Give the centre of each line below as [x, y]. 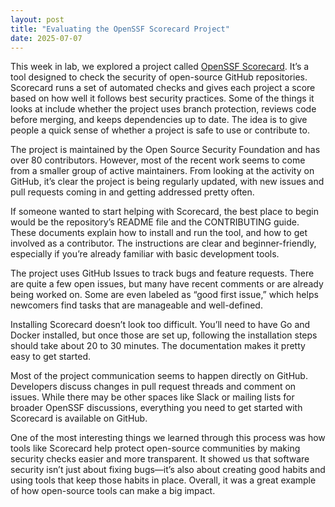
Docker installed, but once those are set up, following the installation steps [164, 335]
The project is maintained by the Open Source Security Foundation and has [165, 150]
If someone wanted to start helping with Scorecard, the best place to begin [164, 212]
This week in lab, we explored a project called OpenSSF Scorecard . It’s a [160, 67]
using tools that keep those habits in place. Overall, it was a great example [163, 480]
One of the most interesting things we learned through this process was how [168, 438]
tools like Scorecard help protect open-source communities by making [155, 448]
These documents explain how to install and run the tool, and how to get [159, 233]
